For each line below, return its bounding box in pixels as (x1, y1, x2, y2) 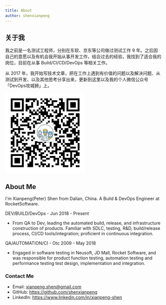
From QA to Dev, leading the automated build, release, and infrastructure (12, 220, 161, 226)
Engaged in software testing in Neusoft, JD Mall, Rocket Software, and (12, 250, 156, 256)
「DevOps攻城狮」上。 (5, 83, 52, 89)
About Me (5, 182, 36, 191)
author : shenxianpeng (5, 13, 50, 18)
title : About (5, 8, 32, 13)
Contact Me (5, 273, 34, 280)
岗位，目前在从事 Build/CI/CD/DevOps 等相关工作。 (5, 60, 111, 66)
